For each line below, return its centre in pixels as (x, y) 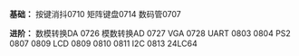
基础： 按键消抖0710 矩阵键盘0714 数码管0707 (95, 14)
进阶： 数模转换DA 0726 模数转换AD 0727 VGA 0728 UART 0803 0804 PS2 (150, 33)
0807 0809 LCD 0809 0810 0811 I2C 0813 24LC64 (103, 43)
